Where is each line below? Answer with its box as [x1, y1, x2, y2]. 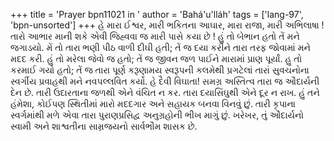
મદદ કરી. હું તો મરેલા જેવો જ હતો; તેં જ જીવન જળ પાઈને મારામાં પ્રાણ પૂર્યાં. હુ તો [10, 53, 303, 64]
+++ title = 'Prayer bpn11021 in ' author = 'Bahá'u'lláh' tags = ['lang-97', [10, 9, 304, 20]
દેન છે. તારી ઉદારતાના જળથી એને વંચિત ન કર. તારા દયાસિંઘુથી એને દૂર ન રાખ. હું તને [10, 87, 320, 98]
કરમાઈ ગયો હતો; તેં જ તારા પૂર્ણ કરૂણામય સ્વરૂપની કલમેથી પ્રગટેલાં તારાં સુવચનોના [10, 64, 310, 76]
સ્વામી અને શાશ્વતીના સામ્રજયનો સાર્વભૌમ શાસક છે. [10, 120, 198, 132]
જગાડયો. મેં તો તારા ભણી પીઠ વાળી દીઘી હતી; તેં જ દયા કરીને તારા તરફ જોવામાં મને [10, 42, 312, 53]
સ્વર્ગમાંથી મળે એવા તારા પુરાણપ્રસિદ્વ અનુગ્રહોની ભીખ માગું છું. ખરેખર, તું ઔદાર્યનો [10, 109, 304, 121]
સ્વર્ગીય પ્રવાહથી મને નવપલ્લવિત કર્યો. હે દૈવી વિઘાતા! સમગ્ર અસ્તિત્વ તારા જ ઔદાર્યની [10, 75, 320, 87]
